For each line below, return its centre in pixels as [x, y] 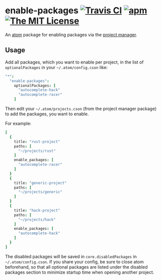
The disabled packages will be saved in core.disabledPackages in [71, 256]
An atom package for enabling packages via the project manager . [71, 35]
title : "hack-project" [37, 210]
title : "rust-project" [37, 141]
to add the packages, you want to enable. [47, 114]
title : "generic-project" [40, 183]
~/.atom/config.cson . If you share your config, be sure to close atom [74, 262]
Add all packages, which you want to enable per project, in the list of [74, 62]
